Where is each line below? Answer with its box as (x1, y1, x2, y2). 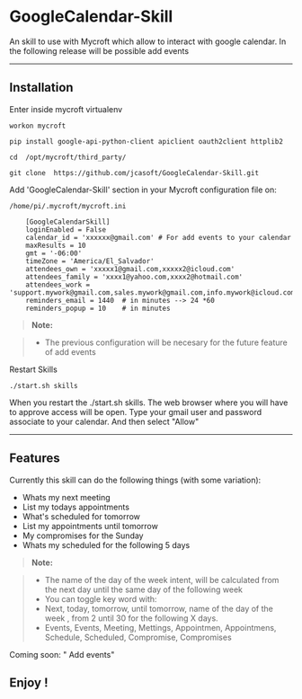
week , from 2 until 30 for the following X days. (44, 613, 218, 624)
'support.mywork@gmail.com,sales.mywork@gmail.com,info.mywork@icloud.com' (9, 288, 299, 297)
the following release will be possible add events (9, 45, 190, 56)
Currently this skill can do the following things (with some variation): (9, 474, 262, 485)
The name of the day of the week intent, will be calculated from (44, 574, 280, 585)
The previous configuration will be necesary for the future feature (44, 337, 288, 348)
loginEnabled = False (25, 225, 106, 234)
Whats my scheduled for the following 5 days (22, 539, 191, 550)
